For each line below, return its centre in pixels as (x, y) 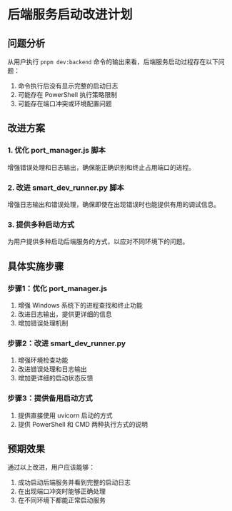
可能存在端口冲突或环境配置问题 (65, 103)
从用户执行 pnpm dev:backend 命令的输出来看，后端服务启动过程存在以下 (113, 62)
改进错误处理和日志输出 (52, 369)
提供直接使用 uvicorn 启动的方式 (65, 415)
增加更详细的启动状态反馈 (55, 378)
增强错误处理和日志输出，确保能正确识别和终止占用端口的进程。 (101, 167)
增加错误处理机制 (43, 323)
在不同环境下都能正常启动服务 (61, 500)
